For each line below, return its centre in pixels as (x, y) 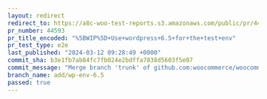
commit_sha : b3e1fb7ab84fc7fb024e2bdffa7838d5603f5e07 (100, 61)
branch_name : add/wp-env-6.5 (56, 75)
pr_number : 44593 (36, 30)
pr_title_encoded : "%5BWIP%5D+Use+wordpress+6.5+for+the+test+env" (122, 38)
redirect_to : (29, 23)
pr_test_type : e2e (38, 46)
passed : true (29, 82)
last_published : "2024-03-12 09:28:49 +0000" (84, 53)
